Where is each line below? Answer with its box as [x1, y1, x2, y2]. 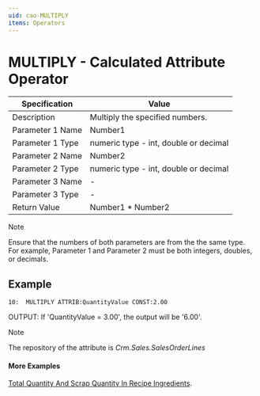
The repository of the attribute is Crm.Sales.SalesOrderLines [8, 343, 205, 352]
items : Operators [8, 19, 66, 27]
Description [12, 112, 55, 123]
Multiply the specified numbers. [89, 112, 208, 123]
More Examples [8, 361, 61, 371]
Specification [21, 98, 73, 109]
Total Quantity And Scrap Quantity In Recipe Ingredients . [8, 379, 192, 388]
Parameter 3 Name [12, 176, 83, 187]
